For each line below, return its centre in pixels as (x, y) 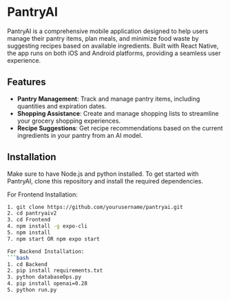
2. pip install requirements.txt (55, 271)
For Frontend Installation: (42, 194)
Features (27, 82)
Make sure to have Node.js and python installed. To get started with (103, 174)
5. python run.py (32, 290)
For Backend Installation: (46, 251)
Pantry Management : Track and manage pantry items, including (108, 99)
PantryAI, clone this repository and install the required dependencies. (105, 181)
